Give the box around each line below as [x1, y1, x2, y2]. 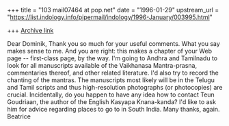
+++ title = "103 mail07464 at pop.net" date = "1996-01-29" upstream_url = [7, 6, 219, 14]
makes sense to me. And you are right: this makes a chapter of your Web [7, 47, 213, 55]
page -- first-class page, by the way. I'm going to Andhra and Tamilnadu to [7, 54, 217, 62]
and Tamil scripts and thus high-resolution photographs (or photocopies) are [7, 84, 223, 91]
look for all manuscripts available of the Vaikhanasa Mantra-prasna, [7, 62, 197, 69]
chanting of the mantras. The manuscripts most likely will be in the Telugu [7, 76, 215, 84]
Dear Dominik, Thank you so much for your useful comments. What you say [7, 40, 220, 47]
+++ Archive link [7, 27, 54, 34]
